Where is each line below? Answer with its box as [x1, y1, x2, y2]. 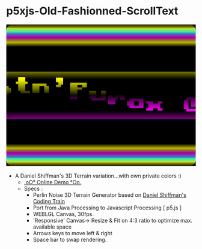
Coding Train [32, 197, 65, 205]
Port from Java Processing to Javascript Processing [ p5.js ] [32, 204, 182, 211]
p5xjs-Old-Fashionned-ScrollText [6, 4, 179, 18]
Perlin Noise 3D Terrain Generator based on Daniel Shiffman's [32, 191, 186, 199]
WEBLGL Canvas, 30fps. [32, 210, 94, 217]
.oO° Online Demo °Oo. [23, 178, 82, 185]
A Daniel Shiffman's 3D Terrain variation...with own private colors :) [14, 172, 182, 179]
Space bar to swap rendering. [32, 236, 107, 243]
